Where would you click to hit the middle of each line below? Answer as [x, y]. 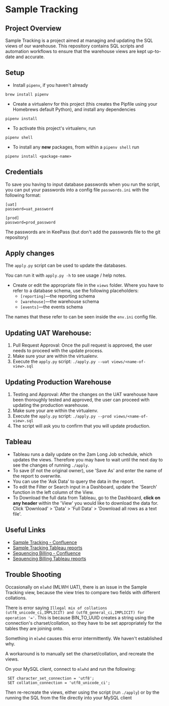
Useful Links [25, 530]
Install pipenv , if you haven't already [50, 85]
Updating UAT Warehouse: [48, 333]
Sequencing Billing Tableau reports [49, 558]
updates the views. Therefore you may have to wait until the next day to [88, 459]
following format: [23, 195]
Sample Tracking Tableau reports [47, 548]
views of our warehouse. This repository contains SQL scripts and [75, 46]
